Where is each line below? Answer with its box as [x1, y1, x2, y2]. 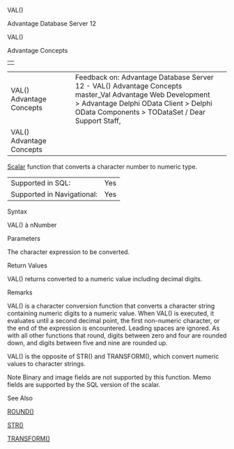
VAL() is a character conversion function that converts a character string [7, 302, 215, 310]
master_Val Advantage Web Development [75, 90, 210, 100]
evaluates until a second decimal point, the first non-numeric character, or [7, 317, 220, 324]
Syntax [7, 207, 28, 215]
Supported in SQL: [10, 178, 71, 187]
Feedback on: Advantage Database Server [75, 72, 214, 82]
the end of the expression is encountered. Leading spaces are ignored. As [7, 324, 220, 332]
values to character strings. [7, 360, 86, 368]
